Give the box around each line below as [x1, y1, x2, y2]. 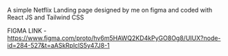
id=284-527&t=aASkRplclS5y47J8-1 [7, 41, 111, 49]
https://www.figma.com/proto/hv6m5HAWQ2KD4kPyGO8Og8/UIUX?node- [7, 34, 221, 42]
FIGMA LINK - [7, 27, 47, 35]
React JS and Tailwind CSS [7, 13, 84, 21]
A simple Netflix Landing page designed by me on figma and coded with [7, 6, 213, 14]
